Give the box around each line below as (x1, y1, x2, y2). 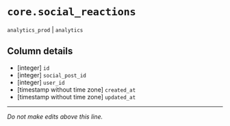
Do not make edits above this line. (7, 112, 103, 121)
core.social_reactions (7, 5, 136, 18)
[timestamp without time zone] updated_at (16, 92, 136, 101)
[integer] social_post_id (16, 71, 87, 79)
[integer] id (16, 64, 50, 72)
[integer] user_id (16, 78, 65, 86)
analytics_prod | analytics (7, 25, 84, 34)
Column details (7, 45, 73, 57)
